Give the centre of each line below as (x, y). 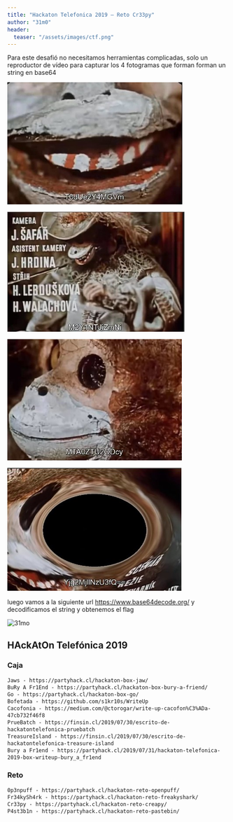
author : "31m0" (29, 22)
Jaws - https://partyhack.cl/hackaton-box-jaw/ (78, 680)
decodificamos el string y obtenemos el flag (71, 610)
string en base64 (32, 73)
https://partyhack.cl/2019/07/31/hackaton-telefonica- (139, 750)
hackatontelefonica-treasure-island (61, 743)
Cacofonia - (24, 708)
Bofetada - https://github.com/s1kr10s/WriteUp (78, 701)
